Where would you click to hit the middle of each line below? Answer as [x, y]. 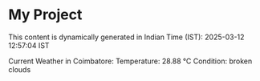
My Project [45, 15]
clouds [20, 69]
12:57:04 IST [29, 45]
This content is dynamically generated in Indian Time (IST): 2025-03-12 [126, 37]
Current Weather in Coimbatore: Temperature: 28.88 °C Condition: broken [130, 61]
